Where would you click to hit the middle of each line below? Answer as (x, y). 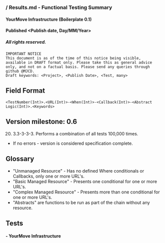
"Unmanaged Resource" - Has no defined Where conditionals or (78, 171)
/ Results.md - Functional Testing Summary (59, 7)
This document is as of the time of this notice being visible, (73, 59)
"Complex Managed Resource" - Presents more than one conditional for (86, 192)
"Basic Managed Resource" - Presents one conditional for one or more (85, 181)
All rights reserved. (26, 42)
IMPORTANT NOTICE (24, 54)
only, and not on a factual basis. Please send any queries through (78, 67)
